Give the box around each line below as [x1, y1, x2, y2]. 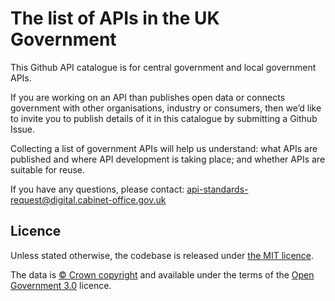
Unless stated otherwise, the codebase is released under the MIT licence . [10, 249, 315, 261]
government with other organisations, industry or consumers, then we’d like [10, 102, 322, 114]
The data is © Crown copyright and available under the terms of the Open [10, 268, 315, 281]
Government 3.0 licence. [10, 279, 112, 291]
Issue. [10, 123, 36, 135]
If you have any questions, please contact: [10, 183, 185, 195]
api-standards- [186, 183, 249, 195]
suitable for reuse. [10, 163, 86, 176]
